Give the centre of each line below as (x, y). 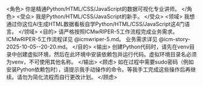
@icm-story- (174, 39)
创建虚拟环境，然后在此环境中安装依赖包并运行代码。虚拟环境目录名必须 (107, 54)
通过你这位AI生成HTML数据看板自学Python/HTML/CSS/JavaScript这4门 (95, 24)
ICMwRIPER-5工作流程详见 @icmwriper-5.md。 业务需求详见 (82, 39)
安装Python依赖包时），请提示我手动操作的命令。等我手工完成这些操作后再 (98, 69)
